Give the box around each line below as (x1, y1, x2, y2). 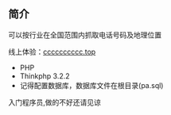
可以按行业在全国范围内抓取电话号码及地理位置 (8, 30, 161, 40)
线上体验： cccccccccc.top (8, 47, 96, 56)
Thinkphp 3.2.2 (19, 71, 70, 81)
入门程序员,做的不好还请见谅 (8, 98, 102, 107)
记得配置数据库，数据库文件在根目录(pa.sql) (19, 80, 164, 90)
